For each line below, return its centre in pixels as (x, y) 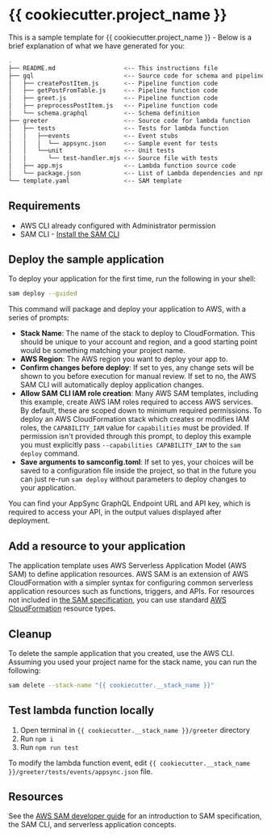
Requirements (44, 206)
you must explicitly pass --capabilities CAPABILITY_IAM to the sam (130, 445)
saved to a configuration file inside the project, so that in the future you (138, 471)
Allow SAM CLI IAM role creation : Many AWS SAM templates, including (139, 393)
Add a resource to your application (97, 546)
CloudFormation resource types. (62, 608)
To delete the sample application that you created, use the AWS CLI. (122, 653)
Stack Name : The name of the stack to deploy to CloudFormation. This (138, 334)
